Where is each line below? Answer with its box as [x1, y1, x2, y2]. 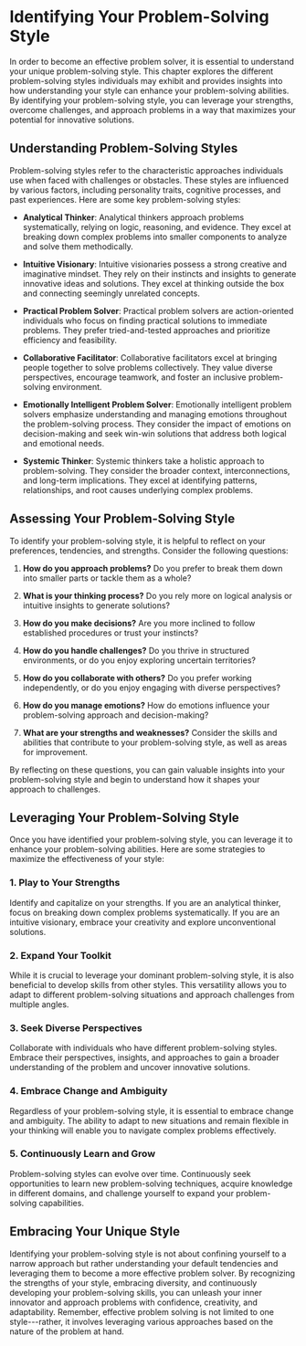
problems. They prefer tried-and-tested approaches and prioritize [22, 324, 271, 335]
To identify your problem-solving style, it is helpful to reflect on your [9, 535, 267, 546]
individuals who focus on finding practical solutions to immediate [22, 315, 268, 326]
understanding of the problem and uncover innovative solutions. [9, 1062, 251, 1073]
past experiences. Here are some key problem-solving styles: [9, 194, 241, 205]
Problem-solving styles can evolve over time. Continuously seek [9, 1168, 251, 1179]
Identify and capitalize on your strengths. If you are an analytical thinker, [9, 897, 281, 908]
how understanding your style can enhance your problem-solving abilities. [9, 85, 290, 96]
